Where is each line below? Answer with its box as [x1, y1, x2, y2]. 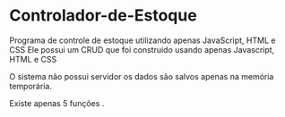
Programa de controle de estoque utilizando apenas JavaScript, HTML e [9, 35, 276, 46]
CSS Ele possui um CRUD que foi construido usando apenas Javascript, [9, 44, 275, 54]
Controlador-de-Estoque [9, 5, 197, 26]
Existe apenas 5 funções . [9, 97, 105, 108]
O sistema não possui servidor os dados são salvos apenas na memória [9, 71, 274, 81]
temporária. [9, 80, 52, 91]
